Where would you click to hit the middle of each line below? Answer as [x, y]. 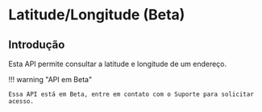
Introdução [37, 45]
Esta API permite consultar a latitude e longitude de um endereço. [118, 64]
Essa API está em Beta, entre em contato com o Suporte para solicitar [131, 94]
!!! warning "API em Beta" [50, 79]
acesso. [21, 102]
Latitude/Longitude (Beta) [97, 15]
